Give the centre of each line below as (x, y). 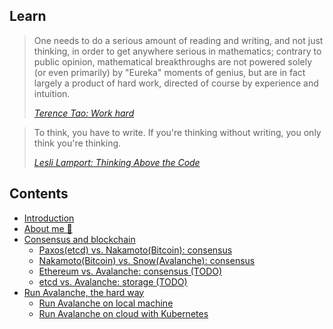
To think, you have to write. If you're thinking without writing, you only (177, 132)
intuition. (52, 93)
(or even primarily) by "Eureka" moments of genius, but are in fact (169, 72)
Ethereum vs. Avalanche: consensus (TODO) (130, 271)
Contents (39, 194)
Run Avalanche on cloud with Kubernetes (123, 313)
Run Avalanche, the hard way (84, 292)
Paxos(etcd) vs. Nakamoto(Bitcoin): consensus (135, 250)
